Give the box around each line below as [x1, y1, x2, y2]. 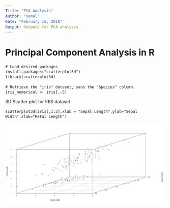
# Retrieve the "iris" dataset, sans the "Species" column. [5, 84, 136, 90]
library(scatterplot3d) [5, 74, 56, 80]
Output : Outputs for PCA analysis [5, 24, 79, 29]
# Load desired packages [5, 64, 58, 70]
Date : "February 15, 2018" [5, 19, 63, 24]
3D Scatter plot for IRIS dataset [5, 99, 70, 105]
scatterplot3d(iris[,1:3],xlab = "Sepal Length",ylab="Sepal [5, 109, 138, 114]
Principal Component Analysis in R [5, 47, 155, 58]
